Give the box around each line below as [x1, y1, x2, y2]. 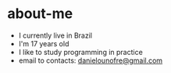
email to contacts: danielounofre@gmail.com [18, 56, 163, 65]
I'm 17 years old [18, 38, 69, 48]
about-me [7, 5, 73, 23]
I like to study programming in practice [18, 47, 144, 57]
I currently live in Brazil [18, 31, 93, 40]
